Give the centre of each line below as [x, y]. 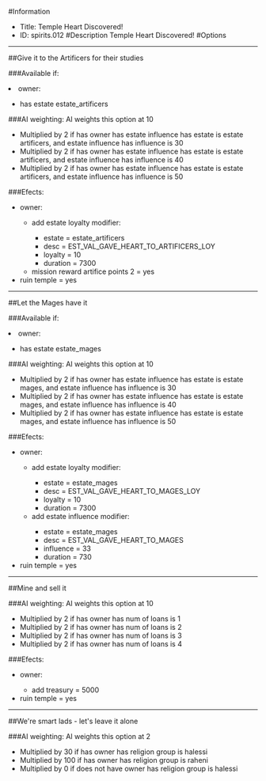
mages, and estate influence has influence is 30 [98, 388]
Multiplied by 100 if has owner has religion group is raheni [114, 760]
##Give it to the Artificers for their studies [76, 58]
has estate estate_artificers [64, 104]
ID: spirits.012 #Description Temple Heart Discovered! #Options [123, 35]
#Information [29, 11]
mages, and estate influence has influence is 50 [98, 421]
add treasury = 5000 [65, 690]
